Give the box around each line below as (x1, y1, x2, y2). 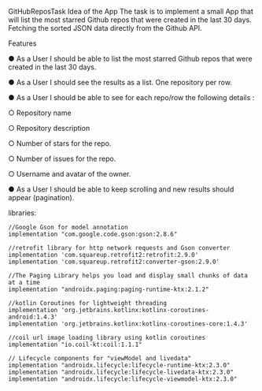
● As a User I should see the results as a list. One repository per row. (8, 78, 232, 87)
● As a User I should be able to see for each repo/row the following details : (8, 93, 255, 102)
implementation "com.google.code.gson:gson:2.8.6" (8, 230, 178, 238)
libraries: (8, 208, 37, 218)
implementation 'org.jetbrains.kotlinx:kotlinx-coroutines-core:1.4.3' (8, 320, 248, 328)
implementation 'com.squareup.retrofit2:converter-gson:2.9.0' (8, 258, 220, 266)
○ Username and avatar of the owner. (8, 169, 131, 178)
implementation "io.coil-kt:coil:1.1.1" (8, 341, 143, 348)
